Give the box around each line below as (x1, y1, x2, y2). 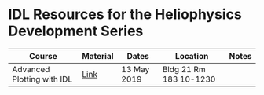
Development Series (8, 22, 144, 40)
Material (82, 50, 114, 61)
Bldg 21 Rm (162, 64, 206, 75)
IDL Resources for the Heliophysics (8, 5, 242, 24)
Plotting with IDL (12, 73, 73, 84)
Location (175, 50, 209, 61)
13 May (121, 64, 150, 75)
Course (28, 50, 57, 61)
